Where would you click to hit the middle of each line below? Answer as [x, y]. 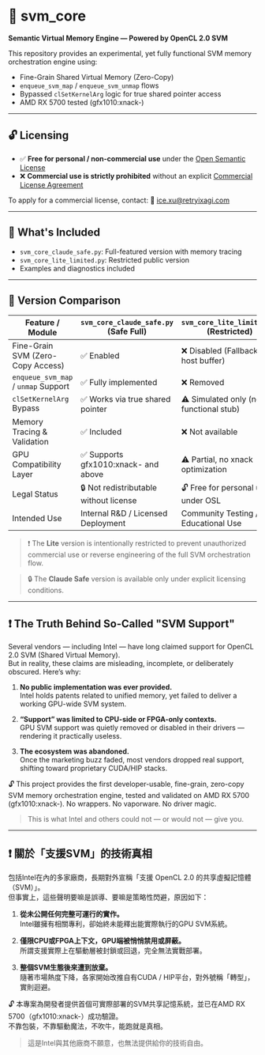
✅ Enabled [100, 356]
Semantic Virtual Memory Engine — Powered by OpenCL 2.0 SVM [118, 38]
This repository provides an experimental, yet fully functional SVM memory [130, 53]
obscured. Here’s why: [45, 672]
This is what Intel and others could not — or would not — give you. [136, 819]
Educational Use [211, 524]
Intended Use [37, 519]
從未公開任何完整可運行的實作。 [71, 914]
